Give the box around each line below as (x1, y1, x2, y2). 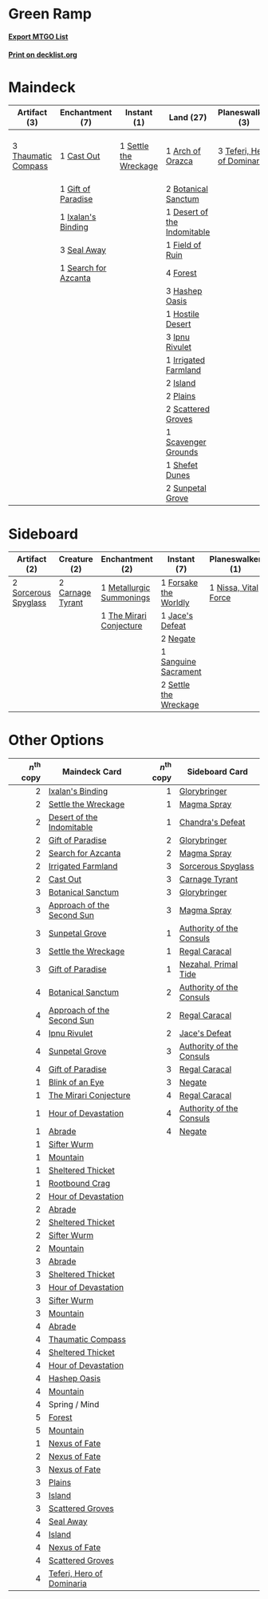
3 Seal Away (59, 245, 106, 256)
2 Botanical (165, 183, 209, 194)
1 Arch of (165, 146, 201, 157)
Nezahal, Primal (179, 958, 238, 969)
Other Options (8, 731, 104, 749)
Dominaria (48, 1577, 88, 1589)
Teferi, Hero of (48, 1568, 103, 1579)
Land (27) (168, 112, 207, 123)
